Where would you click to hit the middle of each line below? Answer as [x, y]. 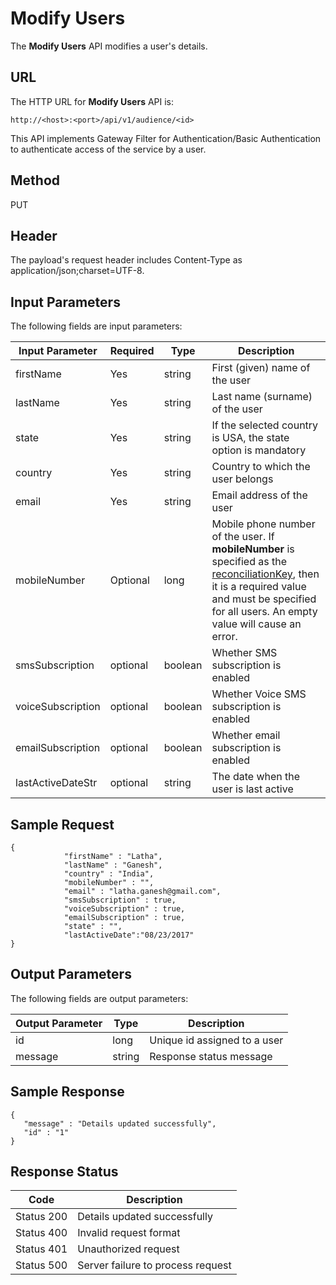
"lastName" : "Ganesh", [113, 865]
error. [224, 637]
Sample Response [67, 1092]
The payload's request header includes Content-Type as [126, 260]
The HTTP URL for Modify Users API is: [92, 101]
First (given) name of [261, 368]
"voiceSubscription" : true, [124, 909]
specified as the [249, 562]
